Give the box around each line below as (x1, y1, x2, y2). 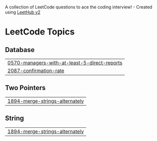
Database (5, 46, 35, 54)
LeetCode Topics (5, 26, 75, 37)
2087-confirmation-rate (7, 68, 64, 74)
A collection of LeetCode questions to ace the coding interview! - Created (5, 4, 153, 10)
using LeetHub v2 (5, 9, 41, 15)
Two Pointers (5, 84, 46, 92)
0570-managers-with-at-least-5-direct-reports (7, 59, 123, 66)
